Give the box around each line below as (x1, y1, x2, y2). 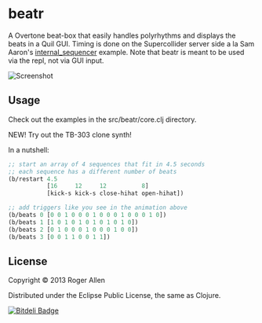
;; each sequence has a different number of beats (8, 167, 177, 175)
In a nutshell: (8, 145, 49, 154)
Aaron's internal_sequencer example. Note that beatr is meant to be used (8, 47, 245, 57)
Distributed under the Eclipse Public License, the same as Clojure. (8, 291, 221, 300)
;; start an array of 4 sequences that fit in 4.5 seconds (8, 160, 206, 168)
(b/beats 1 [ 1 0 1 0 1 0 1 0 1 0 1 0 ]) (8, 218, 139, 226)
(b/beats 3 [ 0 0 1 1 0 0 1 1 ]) (8, 233, 111, 240)
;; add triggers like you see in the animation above (8, 204, 188, 212)
